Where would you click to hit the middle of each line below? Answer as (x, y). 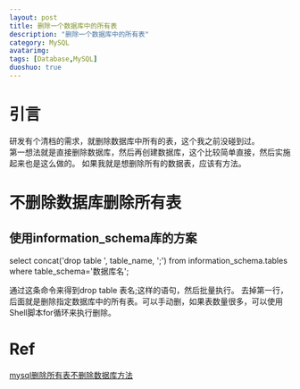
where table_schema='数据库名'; (69, 271)
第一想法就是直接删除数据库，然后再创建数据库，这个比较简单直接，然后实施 (150, 152)
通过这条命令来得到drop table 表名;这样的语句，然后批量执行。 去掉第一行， (149, 290)
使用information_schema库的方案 (103, 238)
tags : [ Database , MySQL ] (54, 59)
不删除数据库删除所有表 (96, 203)
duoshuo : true (36, 68)
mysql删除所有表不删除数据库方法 (71, 375)
